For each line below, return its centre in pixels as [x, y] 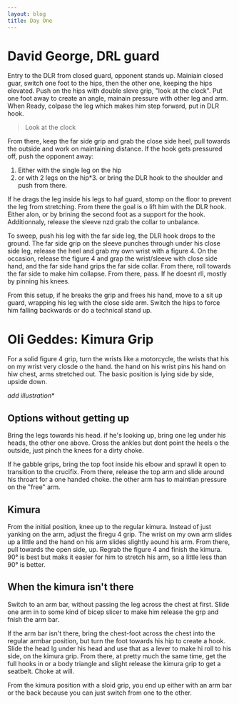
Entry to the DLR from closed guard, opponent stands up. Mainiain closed [115, 76]
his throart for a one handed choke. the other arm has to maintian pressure [117, 480]
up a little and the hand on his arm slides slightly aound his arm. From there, [119, 542]
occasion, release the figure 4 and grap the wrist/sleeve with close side [112, 258]
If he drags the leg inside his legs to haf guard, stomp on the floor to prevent [119, 199]
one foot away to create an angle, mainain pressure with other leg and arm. [118, 99]
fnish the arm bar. [33, 619]
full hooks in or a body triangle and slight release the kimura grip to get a [114, 663]
